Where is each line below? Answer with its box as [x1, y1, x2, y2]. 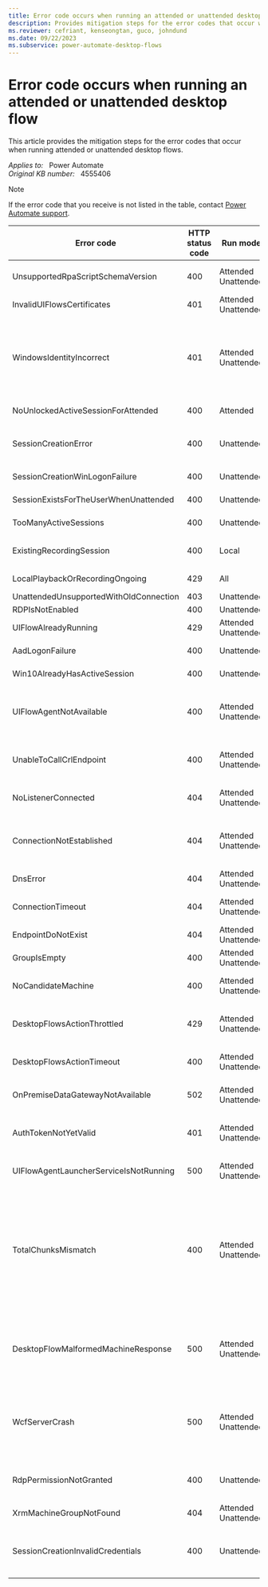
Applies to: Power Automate [8, 161, 104, 170]
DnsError [12, 873, 46, 884]
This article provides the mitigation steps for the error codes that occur [8, 137, 242, 146]
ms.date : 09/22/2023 [8, 34, 77, 42]
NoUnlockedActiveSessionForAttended [12, 405, 159, 416]
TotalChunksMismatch [12, 1244, 97, 1256]
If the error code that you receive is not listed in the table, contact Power [8, 200, 246, 210]
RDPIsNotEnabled [12, 604, 79, 615]
